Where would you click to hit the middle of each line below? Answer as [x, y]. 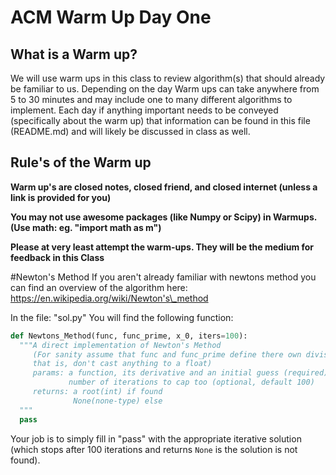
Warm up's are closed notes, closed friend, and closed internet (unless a [164, 187]
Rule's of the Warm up [81, 162]
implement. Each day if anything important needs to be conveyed [144, 110]
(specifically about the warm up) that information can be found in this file [160, 120]
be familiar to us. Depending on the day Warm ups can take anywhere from [165, 89]
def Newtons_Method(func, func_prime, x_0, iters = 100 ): [129, 336]
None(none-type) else [118, 401]
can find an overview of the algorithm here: [99, 287]
